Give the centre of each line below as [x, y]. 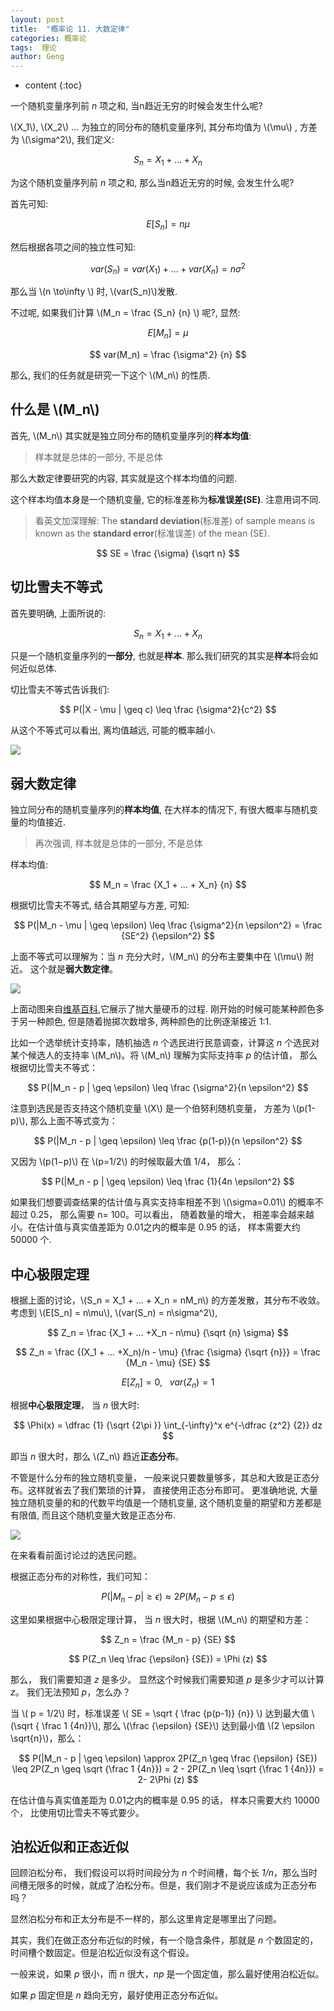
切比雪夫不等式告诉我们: [60, 690]
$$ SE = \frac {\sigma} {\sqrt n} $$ [168, 553]
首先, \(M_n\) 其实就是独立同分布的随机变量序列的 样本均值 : [131, 435]
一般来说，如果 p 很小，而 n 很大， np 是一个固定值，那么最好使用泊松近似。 [167, 1974]
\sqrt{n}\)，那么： [47, 1738]
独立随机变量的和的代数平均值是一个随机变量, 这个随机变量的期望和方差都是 [166, 1502]
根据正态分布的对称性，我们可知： [80, 1576]
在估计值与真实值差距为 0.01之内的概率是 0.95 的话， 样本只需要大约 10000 [165, 1800]
